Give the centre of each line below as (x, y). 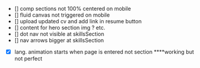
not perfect (28, 58)
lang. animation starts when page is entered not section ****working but (104, 52)
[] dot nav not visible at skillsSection (59, 34)
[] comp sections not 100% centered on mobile (73, 9)
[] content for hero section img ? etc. (60, 27)
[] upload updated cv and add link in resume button (78, 21)
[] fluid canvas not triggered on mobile (62, 15)
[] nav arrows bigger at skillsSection (59, 40)
